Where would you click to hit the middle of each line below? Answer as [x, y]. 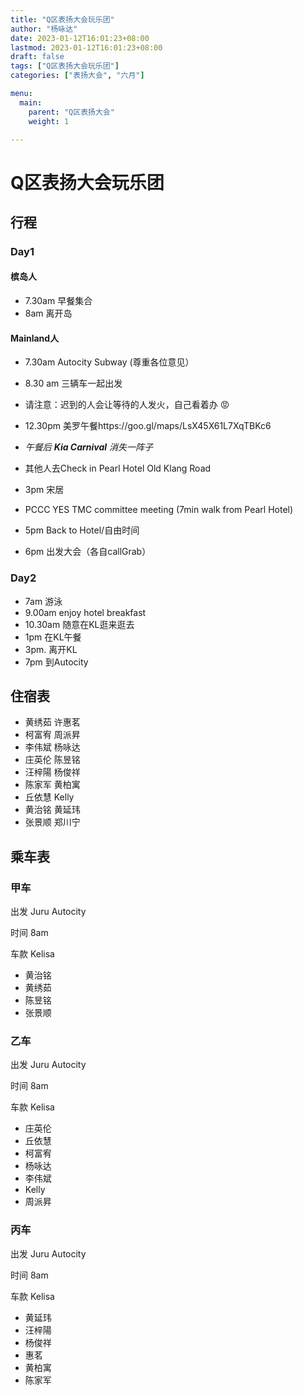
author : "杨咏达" [44, 29]
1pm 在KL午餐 [53, 637]
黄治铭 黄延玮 [52, 810]
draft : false [37, 57]
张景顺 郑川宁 [52, 822]
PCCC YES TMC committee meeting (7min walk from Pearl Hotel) [159, 510]
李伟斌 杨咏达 [52, 747]
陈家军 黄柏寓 [52, 785]
